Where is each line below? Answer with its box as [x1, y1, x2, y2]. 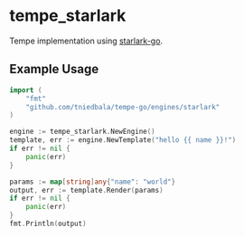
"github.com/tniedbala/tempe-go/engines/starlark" [25, 102, 221, 111]
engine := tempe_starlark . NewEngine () [9, 128, 155, 137]
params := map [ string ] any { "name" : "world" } [9, 177, 176, 186]
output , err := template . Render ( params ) [9, 185, 164, 194]
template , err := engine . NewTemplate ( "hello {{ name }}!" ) [9, 136, 237, 145]
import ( [9, 85, 42, 95]
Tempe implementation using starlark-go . [9, 35, 164, 46]
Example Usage [9, 62, 99, 77]
